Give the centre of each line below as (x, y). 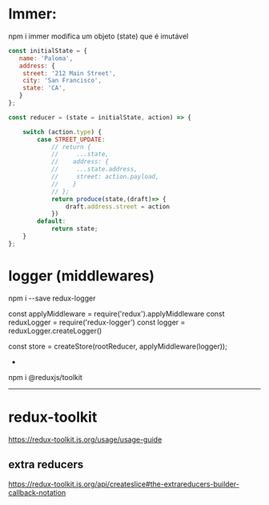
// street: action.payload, (105, 177)
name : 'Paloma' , (46, 58)
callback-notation (37, 492)
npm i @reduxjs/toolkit (45, 377)
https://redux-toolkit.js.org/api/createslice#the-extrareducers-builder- (124, 484)
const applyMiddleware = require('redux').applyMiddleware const (117, 313)
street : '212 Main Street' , (69, 73)
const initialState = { (48, 50)
